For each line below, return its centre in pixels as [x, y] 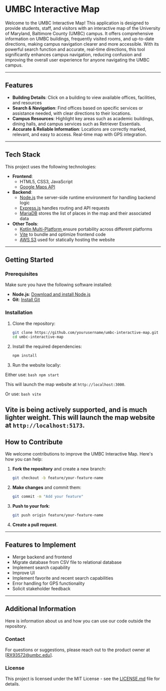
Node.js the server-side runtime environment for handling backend [87, 197]
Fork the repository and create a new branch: [59, 469]
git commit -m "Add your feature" [48, 497]
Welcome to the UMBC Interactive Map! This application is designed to [77, 23]
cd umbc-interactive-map [38, 337]
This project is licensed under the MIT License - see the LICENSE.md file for [83, 679]
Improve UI [23, 573]
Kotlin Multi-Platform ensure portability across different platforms [86, 229]
